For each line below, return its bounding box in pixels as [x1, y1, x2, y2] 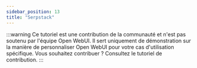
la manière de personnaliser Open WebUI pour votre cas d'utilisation [6, 43, 174, 51]
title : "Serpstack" [6, 14, 55, 20]
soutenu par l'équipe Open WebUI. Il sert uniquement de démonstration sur [6, 37, 191, 44]
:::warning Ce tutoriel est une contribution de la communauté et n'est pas [6, 30, 186, 38]
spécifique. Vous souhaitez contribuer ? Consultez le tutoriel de [6, 50, 162, 57]
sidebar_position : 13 [6, 8, 60, 15]
